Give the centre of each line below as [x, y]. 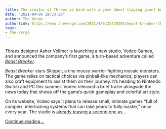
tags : [11, 28]
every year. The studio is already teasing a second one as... [66, 112]
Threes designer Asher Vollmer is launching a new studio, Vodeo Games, [79, 51]
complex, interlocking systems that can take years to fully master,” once [78, 107]
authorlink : [17, 23]
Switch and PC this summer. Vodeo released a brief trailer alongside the [78, 86]
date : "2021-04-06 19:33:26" [35, 14]
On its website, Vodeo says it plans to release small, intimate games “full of [82, 101]
